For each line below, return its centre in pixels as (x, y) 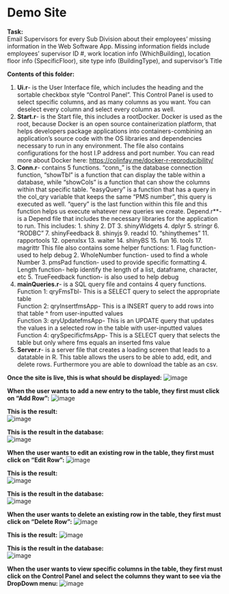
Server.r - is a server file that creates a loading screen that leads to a (113, 349)
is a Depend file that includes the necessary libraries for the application (117, 218)
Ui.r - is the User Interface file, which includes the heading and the (110, 87)
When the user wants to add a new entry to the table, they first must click (113, 391)
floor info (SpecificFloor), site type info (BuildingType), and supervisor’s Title (115, 60)
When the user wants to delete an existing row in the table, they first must (114, 514)
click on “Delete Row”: (40, 521)
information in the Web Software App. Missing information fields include (108, 46)
